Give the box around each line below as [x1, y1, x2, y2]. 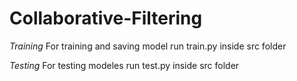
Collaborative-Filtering [9, 7, 203, 30]
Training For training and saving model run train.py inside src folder [9, 40, 287, 52]
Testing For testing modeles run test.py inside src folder [9, 59, 240, 71]
